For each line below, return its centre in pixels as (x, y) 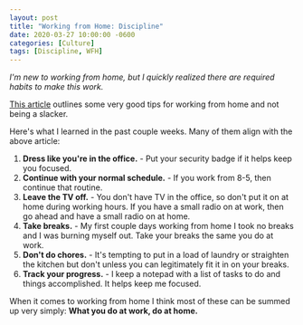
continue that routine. (62, 187)
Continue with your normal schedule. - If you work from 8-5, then (147, 178)
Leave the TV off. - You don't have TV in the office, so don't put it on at (156, 197)
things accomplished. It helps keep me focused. (112, 284)
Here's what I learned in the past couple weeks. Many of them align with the (151, 131)
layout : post (34, 18)
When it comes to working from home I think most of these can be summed (150, 301)
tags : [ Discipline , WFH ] (56, 52)
